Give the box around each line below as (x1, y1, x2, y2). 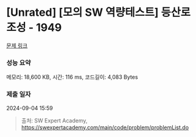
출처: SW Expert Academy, (21, 116, 88, 124)
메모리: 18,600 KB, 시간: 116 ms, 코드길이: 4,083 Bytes (6, 73, 138, 81)
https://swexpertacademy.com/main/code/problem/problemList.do (21, 124, 189, 131)
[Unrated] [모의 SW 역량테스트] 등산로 (6, 5, 191, 19)
